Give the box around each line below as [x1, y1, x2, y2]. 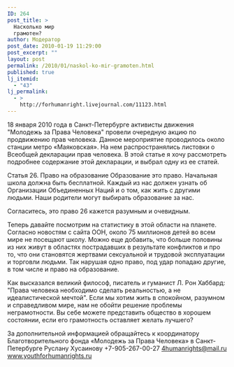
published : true [7, 69, 54, 75]
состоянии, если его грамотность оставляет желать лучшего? [7, 315, 193, 324]
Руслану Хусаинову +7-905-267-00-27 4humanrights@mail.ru [44, 344, 227, 352]
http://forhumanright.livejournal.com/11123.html [20, 101, 168, 108]
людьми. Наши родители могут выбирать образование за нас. [7, 193, 194, 201]
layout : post [7, 56, 45, 63]
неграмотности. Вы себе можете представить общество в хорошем [7, 308, 212, 317]
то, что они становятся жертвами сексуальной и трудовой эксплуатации [7, 250, 225, 259]
